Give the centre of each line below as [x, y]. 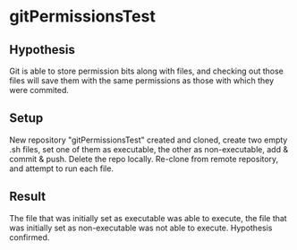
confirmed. [30, 237]
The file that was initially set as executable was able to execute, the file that [148, 218]
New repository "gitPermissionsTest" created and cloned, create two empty [148, 140]
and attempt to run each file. [62, 168]
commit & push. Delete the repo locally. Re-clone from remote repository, [144, 159]
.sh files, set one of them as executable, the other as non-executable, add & [149, 149]
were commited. [39, 90]
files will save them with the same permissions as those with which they [142, 81]
